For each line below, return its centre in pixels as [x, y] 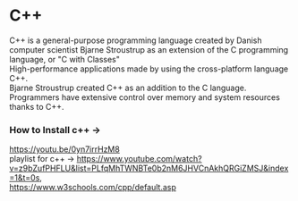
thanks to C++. [37, 106]
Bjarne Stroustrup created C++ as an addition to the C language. [128, 88]
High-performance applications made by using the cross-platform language [149, 69]
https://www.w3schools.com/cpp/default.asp [93, 188]
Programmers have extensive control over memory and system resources [145, 97]
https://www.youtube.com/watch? [140, 159]
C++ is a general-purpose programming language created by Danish [136, 40]
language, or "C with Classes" [65, 59]
